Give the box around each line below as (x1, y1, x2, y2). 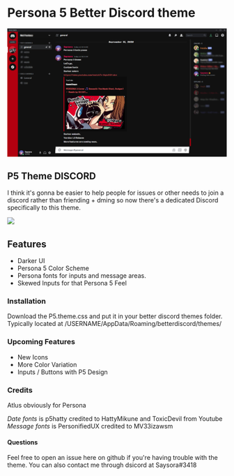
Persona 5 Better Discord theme (7, 5, 196, 21)
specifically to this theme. (7, 204, 81, 212)
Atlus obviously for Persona (7, 401, 86, 410)
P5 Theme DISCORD (7, 170, 96, 182)
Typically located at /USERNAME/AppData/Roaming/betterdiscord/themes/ (7, 320, 222, 328)
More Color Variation (17, 360, 77, 369)
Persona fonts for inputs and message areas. (17, 272, 146, 280)
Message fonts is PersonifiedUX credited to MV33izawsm (7, 422, 173, 431)
